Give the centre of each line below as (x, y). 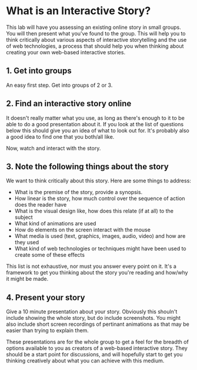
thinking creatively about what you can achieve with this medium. (85, 361)
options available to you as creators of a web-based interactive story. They (97, 348)
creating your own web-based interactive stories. (66, 52)
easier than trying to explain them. (48, 330)
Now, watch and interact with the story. (54, 148)
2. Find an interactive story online (69, 104)
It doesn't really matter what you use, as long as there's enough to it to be (96, 118)
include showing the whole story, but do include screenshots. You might (94, 318)
